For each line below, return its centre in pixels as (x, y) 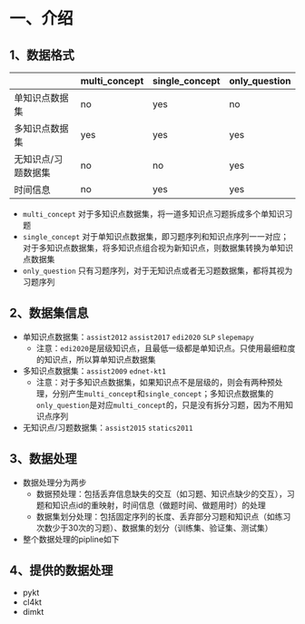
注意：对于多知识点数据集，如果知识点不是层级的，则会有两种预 (155, 382)
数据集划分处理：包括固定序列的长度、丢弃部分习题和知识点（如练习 (163, 516)
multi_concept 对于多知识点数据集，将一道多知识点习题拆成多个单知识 (153, 214)
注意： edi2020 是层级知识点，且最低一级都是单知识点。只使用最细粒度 (166, 348)
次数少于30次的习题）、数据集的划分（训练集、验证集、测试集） (155, 528)
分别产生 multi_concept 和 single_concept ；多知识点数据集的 (163, 393)
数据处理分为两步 (54, 483)
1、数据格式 (42, 55)
